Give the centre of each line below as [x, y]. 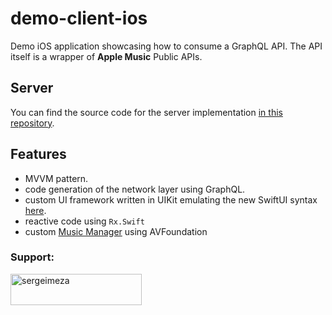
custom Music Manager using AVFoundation [116, 231]
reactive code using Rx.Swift [84, 221]
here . [35, 210]
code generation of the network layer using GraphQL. [135, 189]
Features [38, 154]
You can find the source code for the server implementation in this [146, 112]
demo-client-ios [79, 18]
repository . [32, 123]
